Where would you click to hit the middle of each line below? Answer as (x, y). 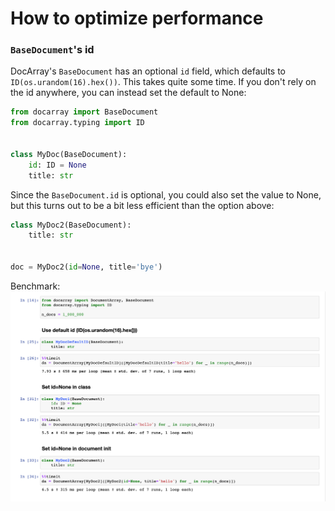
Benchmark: (35, 286)
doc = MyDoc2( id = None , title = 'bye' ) (86, 267)
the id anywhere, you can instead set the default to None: (128, 93)
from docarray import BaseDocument (84, 112)
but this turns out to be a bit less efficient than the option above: (142, 205)
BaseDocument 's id (52, 50)
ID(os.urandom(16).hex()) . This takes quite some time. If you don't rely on (163, 82)
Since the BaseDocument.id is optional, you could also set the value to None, (166, 194)
